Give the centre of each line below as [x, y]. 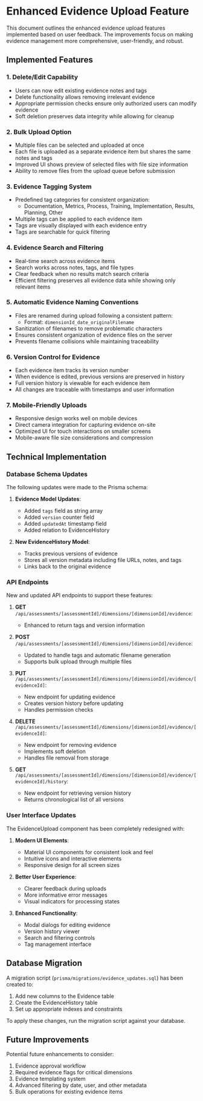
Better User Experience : [46, 877]
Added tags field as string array [63, 511]
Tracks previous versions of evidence [71, 554]
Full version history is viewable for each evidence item [82, 383]
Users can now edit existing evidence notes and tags [81, 90]
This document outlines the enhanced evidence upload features [86, 28]
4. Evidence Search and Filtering [55, 248]
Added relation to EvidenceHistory [67, 530]
